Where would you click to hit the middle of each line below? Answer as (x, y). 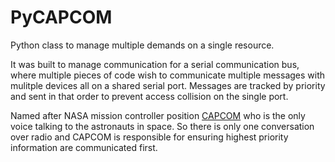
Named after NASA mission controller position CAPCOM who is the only (158, 115)
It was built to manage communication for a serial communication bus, (155, 64)
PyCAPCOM (61, 17)
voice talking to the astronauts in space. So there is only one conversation (162, 126)
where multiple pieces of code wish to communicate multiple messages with (168, 75)
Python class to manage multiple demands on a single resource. (142, 45)
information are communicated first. (84, 147)
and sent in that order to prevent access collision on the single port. (149, 96)
